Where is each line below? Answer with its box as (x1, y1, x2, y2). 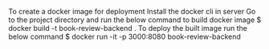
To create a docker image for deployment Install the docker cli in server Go (8, 7, 256, 16)
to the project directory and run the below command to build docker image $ (8, 15, 262, 24)
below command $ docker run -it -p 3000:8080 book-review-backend (8, 32, 241, 41)
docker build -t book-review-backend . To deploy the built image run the (8, 24, 247, 32)
